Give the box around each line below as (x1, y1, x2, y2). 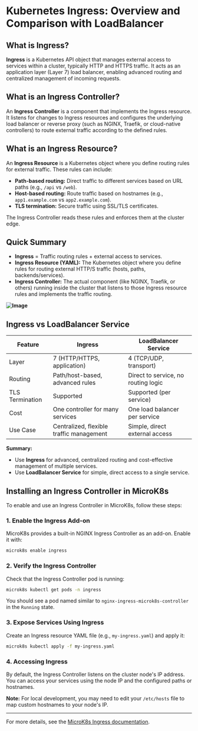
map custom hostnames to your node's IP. (6, 701, 109, 708)
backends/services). (14, 272, 65, 279)
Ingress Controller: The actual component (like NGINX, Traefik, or (14, 278, 176, 285)
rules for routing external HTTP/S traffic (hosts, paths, (14, 265, 146, 273)
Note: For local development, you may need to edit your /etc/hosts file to (6, 694, 184, 702)
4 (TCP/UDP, (128, 354, 164, 362)
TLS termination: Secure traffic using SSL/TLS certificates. (14, 202, 159, 210)
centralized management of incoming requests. (6, 75, 121, 82)
